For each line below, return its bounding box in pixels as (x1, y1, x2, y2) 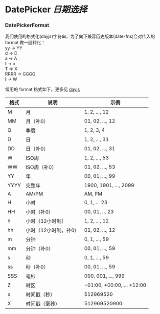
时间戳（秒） (25, 291, 55, 298)
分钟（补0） (25, 245, 54, 252)
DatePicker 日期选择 (5, 4, 87, 15)
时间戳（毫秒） (25, 300, 60, 307)
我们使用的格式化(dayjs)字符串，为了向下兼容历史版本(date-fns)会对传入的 (5, 33, 155, 39)
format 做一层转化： (5, 40, 46, 46)
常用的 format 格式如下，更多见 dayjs (5, 86, 80, 93)
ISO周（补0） (25, 164, 57, 171)
